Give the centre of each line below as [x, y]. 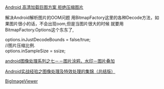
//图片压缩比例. [20, 45]
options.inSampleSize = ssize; [35, 51]
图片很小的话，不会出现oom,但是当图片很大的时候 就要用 [66, 24]
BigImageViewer [22, 81]
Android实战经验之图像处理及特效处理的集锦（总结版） [60, 71]
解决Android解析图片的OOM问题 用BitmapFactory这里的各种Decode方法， [80, 18]
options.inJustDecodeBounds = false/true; [48, 40]
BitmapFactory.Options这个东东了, [39, 30]
